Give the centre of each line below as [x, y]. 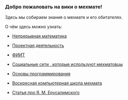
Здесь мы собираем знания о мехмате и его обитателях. [64, 17]
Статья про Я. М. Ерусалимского [46, 93]
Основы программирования [41, 74]
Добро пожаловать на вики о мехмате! [54, 7]
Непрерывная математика [39, 36]
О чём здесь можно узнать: [34, 27]
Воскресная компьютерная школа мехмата [57, 83]
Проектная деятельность [38, 46]
